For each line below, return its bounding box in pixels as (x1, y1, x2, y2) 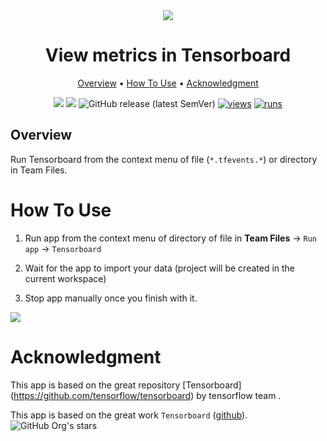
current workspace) (24, 272, 107, 284)
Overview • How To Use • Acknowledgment (77, 77, 259, 89)
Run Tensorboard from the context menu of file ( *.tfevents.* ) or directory (10, 153, 318, 165)
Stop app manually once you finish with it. (24, 292, 198, 304)
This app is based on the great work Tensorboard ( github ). (10, 409, 248, 421)
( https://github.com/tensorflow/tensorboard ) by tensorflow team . (10, 389, 282, 401)
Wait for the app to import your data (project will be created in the (24, 262, 296, 274)
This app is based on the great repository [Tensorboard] (10, 379, 242, 391)
